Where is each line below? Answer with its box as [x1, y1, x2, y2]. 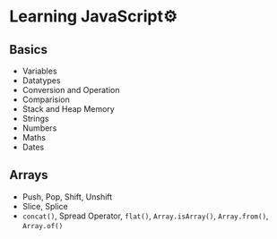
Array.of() [22, 221, 64, 230]
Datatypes [22, 75, 61, 86]
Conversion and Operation [22, 85, 120, 95]
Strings [22, 114, 49, 124]
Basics [9, 42, 48, 57]
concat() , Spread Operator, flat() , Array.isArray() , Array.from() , [22, 210, 269, 221]
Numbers [22, 123, 57, 133]
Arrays [9, 167, 48, 183]
